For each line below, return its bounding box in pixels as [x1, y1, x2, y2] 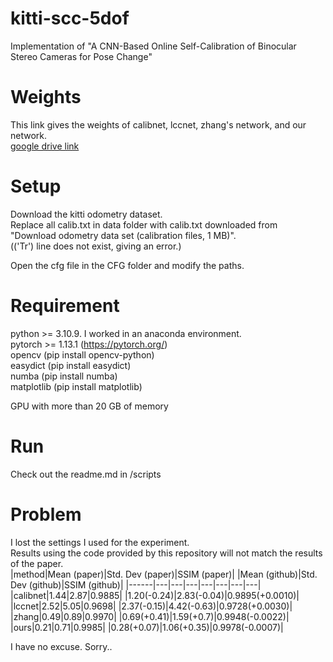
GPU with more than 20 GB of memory [10, 400, 169, 412]
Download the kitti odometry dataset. [10, 208, 163, 220]
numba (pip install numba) [10, 370, 118, 382]
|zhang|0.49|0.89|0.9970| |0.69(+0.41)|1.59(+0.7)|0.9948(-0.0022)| [10, 610, 290, 622]
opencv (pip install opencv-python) [10, 348, 155, 361]
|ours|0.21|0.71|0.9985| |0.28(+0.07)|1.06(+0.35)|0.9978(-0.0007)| [10, 621, 284, 633]
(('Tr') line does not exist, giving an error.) [10, 240, 182, 252]
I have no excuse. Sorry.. [10, 640, 113, 652]
